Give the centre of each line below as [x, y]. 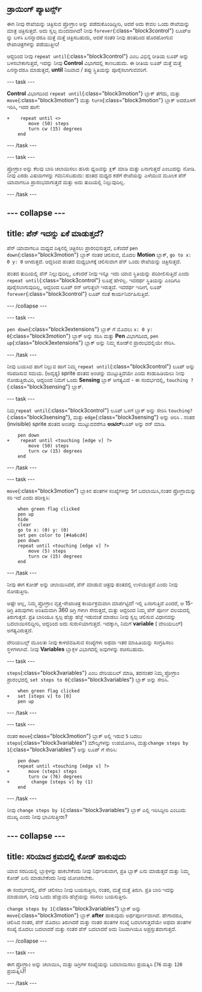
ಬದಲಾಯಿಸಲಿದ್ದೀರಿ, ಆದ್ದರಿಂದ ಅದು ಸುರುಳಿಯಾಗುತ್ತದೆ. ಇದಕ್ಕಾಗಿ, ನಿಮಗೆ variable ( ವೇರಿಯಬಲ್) [95, 624]
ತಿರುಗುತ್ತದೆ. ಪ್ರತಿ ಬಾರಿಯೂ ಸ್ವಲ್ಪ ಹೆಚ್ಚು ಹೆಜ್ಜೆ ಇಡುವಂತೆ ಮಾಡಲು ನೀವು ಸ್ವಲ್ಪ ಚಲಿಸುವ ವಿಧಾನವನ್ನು [91, 617]
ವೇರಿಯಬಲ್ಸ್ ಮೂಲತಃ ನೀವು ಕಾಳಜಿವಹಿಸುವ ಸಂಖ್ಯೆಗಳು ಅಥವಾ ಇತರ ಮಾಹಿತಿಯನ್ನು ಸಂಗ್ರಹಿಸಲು [90, 642]
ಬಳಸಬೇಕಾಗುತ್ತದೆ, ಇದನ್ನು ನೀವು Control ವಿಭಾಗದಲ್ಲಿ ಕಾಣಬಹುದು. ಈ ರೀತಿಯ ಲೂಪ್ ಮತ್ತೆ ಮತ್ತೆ [94, 63]
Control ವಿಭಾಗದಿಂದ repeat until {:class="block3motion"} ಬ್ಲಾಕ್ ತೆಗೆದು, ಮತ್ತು [93, 93]
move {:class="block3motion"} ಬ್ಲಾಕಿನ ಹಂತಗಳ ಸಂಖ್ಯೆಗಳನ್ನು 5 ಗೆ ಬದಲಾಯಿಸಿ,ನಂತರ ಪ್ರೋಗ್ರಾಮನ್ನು [101, 491]
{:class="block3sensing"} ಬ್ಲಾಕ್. [45, 387]
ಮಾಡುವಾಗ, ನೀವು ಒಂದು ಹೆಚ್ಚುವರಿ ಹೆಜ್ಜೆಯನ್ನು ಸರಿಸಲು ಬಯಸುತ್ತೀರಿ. [67, 897]
